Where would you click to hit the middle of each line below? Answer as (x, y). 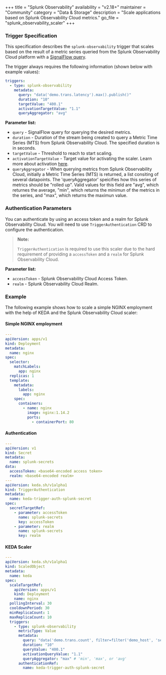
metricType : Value (37, 631)
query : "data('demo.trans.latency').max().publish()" (75, 95)
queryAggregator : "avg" (43, 113)
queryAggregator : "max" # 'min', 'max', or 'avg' (75, 659)
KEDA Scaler (19, 547)
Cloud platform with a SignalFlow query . (46, 57)
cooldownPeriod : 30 (30, 608)
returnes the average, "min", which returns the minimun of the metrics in (86, 190)
